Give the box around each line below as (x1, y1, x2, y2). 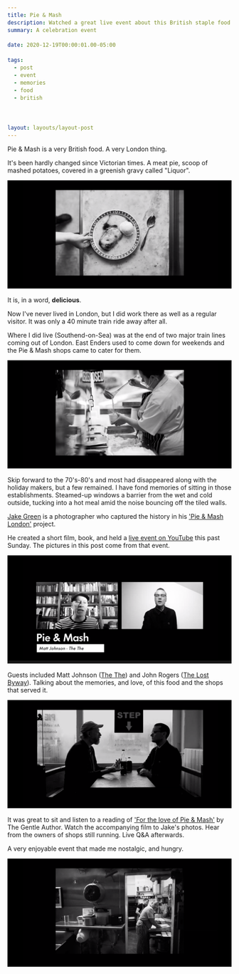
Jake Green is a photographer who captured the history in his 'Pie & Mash (7, 512, 224, 521)
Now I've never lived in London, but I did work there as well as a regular (7, 309, 217, 318)
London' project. (7, 520, 56, 529)
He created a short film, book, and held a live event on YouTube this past (7, 534, 221, 542)
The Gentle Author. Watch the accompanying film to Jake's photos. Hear (7, 823, 220, 831)
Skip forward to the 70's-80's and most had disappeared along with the (7, 476, 217, 485)
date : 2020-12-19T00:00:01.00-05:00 (7, 41, 116, 49)
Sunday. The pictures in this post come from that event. (7, 542, 171, 550)
